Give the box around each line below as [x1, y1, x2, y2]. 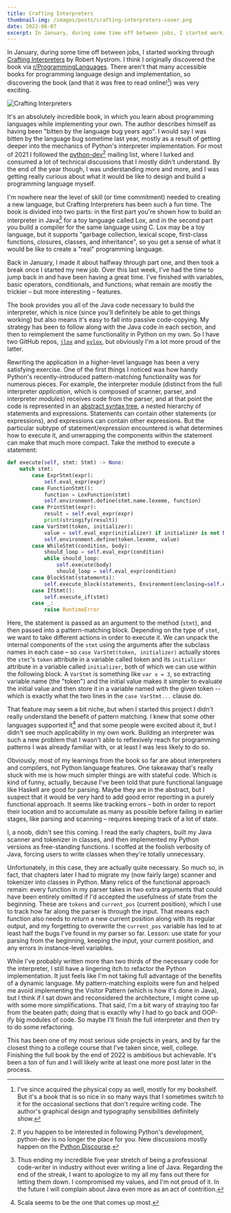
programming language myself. [7, 180, 96, 188]
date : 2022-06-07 [7, 23, 57, 30]
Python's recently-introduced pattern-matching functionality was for [7, 373, 201, 381]
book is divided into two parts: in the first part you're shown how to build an [7, 207, 221, 215]
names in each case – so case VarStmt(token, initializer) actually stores [7, 648, 221, 656]
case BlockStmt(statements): [32, 574, 115, 581]
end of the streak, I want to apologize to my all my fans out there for [16, 1170, 210, 1179]
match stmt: [19, 466, 54, 473]
